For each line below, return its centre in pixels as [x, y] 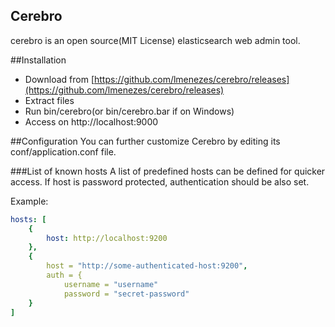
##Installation [38, 60]
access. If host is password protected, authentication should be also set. [160, 181]
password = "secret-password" [126, 294]
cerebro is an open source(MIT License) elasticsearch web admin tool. [155, 40]
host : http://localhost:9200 [107, 238]
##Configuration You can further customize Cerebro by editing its [145, 141]
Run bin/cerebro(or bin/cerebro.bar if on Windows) [129, 111]
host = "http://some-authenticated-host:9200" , [147, 266]
